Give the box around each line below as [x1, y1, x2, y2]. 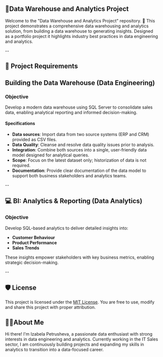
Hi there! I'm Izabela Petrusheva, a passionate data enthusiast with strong [5, 331, 153, 337]
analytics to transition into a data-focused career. [5, 347, 104, 353]
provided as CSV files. [12, 137, 57, 143]
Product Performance [12, 240, 57, 245]
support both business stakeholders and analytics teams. [12, 173, 127, 179]
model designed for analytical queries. [12, 152, 90, 158]
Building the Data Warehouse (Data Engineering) [5, 78, 155, 87]
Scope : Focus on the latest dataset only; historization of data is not [12, 157, 147, 163]
